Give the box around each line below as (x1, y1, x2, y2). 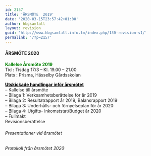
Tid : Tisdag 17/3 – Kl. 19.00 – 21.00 (5, 67, 77, 73)
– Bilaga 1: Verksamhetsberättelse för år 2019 (5, 92, 97, 98)
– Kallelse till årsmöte (5, 87, 49, 93)
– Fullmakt (5, 113, 26, 119)
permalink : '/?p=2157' (5, 35, 52, 40)
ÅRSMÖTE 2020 (5, 50, 40, 56)
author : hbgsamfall (5, 21, 46, 26)
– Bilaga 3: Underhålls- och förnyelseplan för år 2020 (5, 103, 114, 109)
